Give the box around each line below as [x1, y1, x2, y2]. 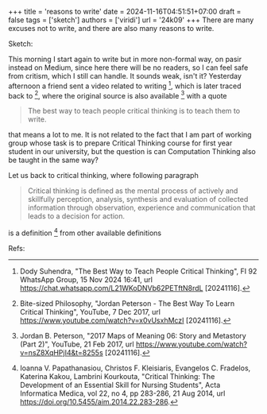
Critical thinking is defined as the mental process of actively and [27, 186, 238, 195]
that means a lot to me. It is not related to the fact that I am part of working [8, 130, 252, 140]
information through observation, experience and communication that [27, 203, 256, 213]
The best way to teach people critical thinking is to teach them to [27, 106, 241, 116]
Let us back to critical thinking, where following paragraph [8, 171, 199, 180]
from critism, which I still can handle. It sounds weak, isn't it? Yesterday [8, 72, 242, 80]
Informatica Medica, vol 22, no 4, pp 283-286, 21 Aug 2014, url [19, 389, 226, 398]
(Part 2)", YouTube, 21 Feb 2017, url [19, 339, 134, 349]
